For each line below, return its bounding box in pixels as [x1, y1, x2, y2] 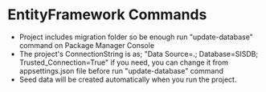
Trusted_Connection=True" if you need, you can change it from [18, 58, 228, 67]
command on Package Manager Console [18, 40, 154, 50]
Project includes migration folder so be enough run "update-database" [18, 32, 254, 42]
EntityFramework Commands [7, 6, 207, 24]
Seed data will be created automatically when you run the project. [18, 74, 237, 84]
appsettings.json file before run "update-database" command [18, 66, 224, 75]
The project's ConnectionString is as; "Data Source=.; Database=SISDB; [18, 49, 259, 58]
